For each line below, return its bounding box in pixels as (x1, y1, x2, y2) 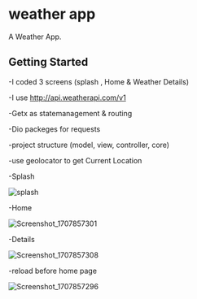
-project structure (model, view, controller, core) (8, 140, 169, 149)
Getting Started (8, 55, 89, 69)
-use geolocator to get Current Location (8, 155, 142, 165)
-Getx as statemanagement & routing (8, 108, 133, 118)
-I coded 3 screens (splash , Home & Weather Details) (8, 76, 190, 86)
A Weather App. (8, 32, 62, 41)
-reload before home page (8, 266, 98, 275)
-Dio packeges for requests (8, 123, 101, 134)
